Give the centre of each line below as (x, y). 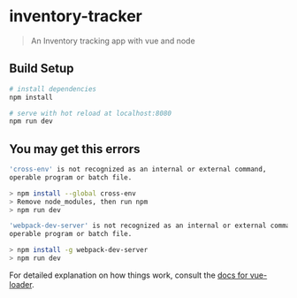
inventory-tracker (76, 16)
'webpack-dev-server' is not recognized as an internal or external (138, 226)
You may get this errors (75, 149)
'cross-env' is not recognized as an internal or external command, (138, 170)
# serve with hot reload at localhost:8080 (91, 113)
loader (21, 284)
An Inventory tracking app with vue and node (113, 41)
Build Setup (42, 69)
